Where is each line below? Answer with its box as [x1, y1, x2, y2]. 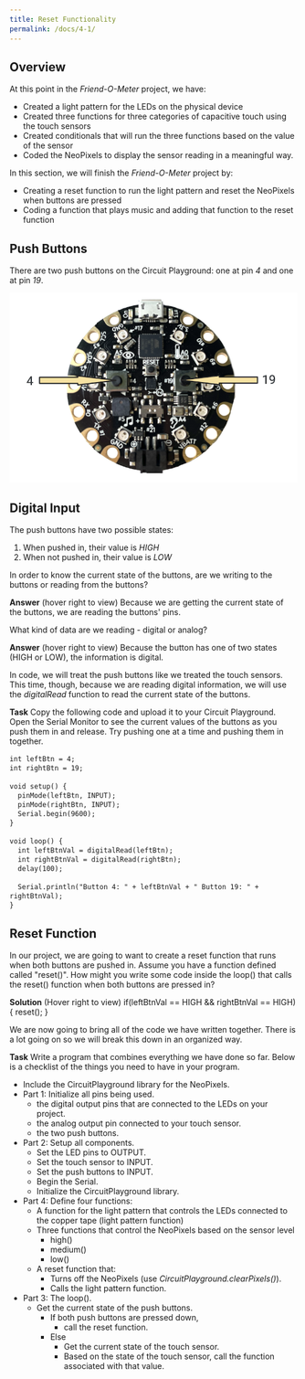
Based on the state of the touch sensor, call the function [63, 1351, 276, 1362]
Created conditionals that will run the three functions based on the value [22, 131, 295, 142]
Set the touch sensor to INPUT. [36, 1157, 153, 1168]
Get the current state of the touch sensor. [63, 1342, 220, 1352]
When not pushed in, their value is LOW [22, 552, 173, 563]
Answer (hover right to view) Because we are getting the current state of [9, 597, 285, 608]
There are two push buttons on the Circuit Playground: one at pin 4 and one [9, 265, 294, 276]
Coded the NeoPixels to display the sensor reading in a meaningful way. [22, 150, 294, 161]
